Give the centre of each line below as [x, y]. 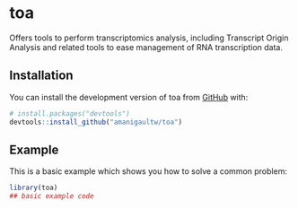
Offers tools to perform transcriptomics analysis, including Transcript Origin [149, 38]
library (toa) [34, 188]
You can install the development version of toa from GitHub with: [129, 97]
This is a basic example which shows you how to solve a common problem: [148, 171]
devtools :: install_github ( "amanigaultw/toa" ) [96, 122]
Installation [41, 76]
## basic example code [52, 196]
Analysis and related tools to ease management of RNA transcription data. [146, 47]
